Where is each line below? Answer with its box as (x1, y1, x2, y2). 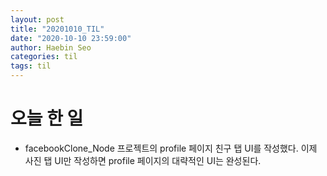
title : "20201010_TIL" (10, 24, 105, 34)
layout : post (10, 14, 65, 25)
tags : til (10, 61, 52, 71)
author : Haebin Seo (10, 42, 92, 53)
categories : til (10, 52, 78, 62)
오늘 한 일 (10, 107, 84, 130)
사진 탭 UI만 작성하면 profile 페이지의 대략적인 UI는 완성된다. (24, 154, 262, 166)
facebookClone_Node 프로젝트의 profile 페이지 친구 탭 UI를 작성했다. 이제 (24, 142, 318, 154)
